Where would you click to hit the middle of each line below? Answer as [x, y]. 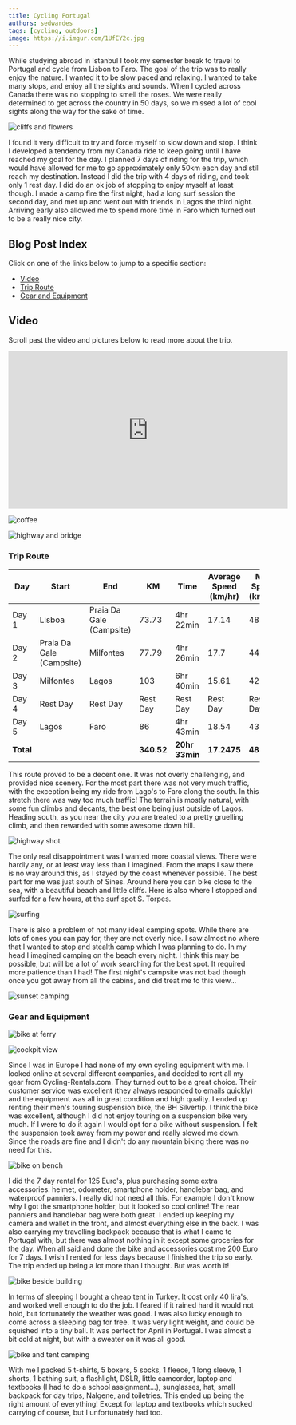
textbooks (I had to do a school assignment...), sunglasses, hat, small [122, 1387]
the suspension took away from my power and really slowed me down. [124, 1133]
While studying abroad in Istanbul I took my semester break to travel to [124, 61]
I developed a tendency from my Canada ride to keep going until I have [125, 151]
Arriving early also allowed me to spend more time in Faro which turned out [132, 210]
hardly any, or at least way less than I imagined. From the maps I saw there [131, 865]
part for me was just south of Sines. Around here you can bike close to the [130, 882]
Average [224, 577]
